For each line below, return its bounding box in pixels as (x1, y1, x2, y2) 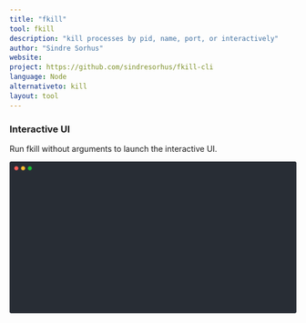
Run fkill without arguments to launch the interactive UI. (9, 143, 218, 154)
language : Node (9, 73, 67, 82)
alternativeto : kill (9, 82, 88, 91)
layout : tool (9, 91, 59, 100)
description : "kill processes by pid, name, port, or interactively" (9, 34, 280, 43)
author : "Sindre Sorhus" (9, 44, 104, 53)
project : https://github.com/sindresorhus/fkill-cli (9, 63, 214, 72)
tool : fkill (9, 24, 55, 34)
